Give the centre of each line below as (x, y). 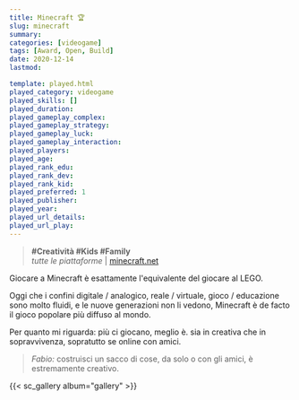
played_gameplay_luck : (51, 134)
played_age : (31, 159)
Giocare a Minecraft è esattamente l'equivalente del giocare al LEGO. (137, 278)
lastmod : (26, 68)
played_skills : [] (43, 100)
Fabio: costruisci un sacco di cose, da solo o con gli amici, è (142, 359)
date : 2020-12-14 (42, 59)
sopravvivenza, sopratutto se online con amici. (95, 341)
